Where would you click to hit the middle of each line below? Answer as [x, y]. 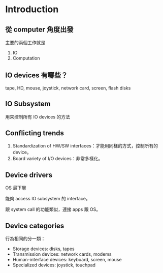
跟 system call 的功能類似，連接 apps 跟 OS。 [53, 209]
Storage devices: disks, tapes [43, 249]
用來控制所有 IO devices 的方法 [38, 117]
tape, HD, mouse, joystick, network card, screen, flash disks [68, 88]
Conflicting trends [35, 133]
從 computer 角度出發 [39, 29]
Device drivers [29, 175]
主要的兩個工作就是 [25, 42]
